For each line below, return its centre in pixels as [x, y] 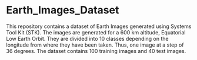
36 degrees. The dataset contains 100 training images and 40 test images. [96, 51]
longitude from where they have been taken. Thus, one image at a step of [95, 45]
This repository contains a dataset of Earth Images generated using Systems [99, 26]
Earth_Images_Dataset [63, 10]
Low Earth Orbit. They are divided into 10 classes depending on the [87, 38]
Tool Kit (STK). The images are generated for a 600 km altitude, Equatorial [96, 32]
